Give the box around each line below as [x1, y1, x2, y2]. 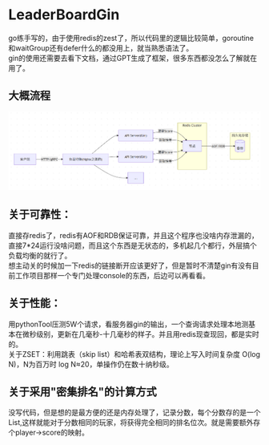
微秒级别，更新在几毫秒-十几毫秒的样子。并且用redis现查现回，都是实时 [22, 329, 259, 338]
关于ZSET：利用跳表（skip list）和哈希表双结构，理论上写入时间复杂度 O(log [8, 349, 261, 358]
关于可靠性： [8, 208, 72, 221]
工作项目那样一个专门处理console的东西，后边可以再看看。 [14, 270, 210, 280]
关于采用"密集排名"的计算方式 [8, 385, 158, 398]
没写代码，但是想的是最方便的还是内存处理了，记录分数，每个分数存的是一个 [8, 407, 261, 418]
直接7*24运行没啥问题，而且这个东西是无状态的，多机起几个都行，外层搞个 [8, 241, 258, 250]
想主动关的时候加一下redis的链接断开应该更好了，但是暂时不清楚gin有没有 [8, 261, 252, 270]
